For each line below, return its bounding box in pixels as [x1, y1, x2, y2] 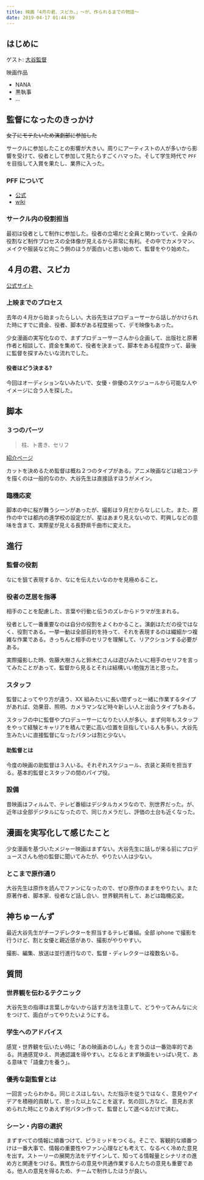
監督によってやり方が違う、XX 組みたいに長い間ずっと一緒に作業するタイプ [6, 696, 196, 703]
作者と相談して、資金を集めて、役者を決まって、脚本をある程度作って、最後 [6, 342, 197, 349]
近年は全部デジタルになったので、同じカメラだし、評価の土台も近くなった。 [6, 808, 199, 815]
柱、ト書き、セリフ [21, 441, 69, 448]
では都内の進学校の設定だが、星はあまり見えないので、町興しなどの [22, 514, 193, 521]
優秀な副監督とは [6, 1075, 57, 1083]
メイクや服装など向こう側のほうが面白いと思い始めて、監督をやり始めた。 [6, 245, 193, 252]
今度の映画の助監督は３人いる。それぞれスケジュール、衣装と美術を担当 [6, 761, 188, 768]
